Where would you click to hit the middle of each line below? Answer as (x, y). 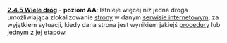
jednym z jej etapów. (37, 32)
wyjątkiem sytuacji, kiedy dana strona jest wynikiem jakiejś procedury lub (114, 25)
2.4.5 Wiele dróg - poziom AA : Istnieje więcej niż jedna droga (98, 10)
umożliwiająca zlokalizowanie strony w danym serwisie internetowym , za (113, 17)
